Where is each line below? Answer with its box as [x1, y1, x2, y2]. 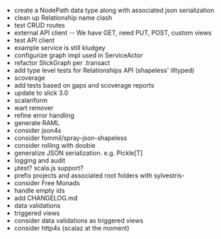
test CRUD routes [13, 21, 65, 29]
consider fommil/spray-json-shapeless [13, 134, 127, 142]
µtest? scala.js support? [13, 164, 84, 172]
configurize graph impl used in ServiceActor [13, 51, 143, 59]
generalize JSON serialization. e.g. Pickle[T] [13, 148, 143, 157]
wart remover [13, 104, 54, 112]
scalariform [13, 96, 48, 105]
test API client [13, 36, 55, 45]
